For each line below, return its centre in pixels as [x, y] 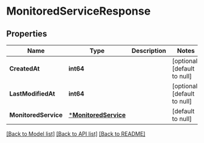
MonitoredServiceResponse [78, 11]
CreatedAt [25, 68]
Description [149, 51]
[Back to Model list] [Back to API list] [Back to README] [76, 134]
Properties [27, 34]
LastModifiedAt [32, 94]
